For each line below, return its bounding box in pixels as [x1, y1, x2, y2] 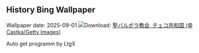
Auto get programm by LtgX [6, 40, 76, 47]
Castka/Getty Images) [6, 28, 61, 36]
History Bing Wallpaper [6, 5, 96, 15]
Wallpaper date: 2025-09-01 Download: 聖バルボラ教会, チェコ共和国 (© [6, 21, 193, 29]
